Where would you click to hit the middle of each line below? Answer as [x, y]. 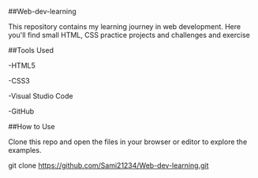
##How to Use [32, 126]
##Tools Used [31, 50]
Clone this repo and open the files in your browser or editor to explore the [128, 142]
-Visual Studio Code [41, 96]
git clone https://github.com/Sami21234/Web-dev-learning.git [108, 165]
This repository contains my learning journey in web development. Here [125, 26]
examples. [25, 150]
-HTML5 [22, 65]
